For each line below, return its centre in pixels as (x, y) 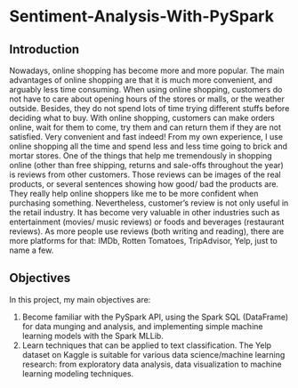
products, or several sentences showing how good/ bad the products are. (144, 184)
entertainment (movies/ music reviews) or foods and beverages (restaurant (147, 222)
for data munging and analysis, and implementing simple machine (142, 326)
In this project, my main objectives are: (80, 299)
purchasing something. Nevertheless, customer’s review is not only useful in (149, 203)
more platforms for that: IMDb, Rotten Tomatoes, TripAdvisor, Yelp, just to (144, 241)
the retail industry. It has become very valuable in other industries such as (145, 212)
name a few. (32, 250)
